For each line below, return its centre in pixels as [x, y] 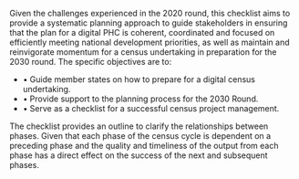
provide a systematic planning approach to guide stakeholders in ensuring [149, 23]
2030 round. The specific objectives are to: [91, 62]
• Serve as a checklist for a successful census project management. [151, 108]
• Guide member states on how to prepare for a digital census [139, 79]
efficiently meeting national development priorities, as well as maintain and [149, 42]
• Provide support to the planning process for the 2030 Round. [140, 99]
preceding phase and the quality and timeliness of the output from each [144, 146]
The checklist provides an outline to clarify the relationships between [139, 126]
